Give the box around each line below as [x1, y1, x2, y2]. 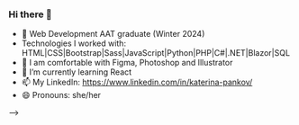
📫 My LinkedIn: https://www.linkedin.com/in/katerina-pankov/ [21, 76, 253, 88]
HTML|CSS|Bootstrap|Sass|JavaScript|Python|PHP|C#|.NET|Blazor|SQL [21, 48, 290, 58]
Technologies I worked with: [21, 38, 127, 49]
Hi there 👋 [8, 8, 53, 21]
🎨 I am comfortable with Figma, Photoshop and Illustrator [21, 58, 233, 68]
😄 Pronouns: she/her [21, 90, 101, 101]
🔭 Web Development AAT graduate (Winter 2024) [21, 29, 205, 40]
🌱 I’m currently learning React [21, 67, 132, 77]
